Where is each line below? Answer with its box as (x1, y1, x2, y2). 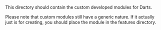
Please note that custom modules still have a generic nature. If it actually (5, 14, 155, 19)
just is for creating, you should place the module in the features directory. (5, 19, 156, 25)
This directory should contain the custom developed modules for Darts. (5, 4, 152, 10)
